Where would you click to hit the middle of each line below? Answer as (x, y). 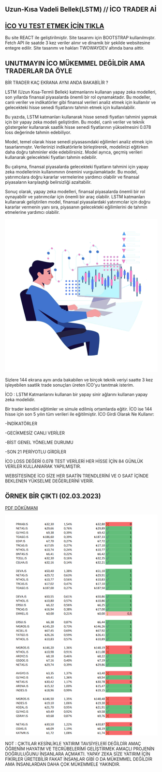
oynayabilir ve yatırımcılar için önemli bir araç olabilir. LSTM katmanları (75, 197)
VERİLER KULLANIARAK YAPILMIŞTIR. (43, 466)
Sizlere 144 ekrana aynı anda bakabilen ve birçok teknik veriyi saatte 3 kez (79, 380)
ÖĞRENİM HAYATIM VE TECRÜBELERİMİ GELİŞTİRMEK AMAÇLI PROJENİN (80, 749)
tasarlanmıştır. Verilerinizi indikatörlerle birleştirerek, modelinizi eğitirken (77, 147)
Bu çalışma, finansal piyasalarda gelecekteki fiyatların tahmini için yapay (77, 167)
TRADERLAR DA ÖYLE (39, 71)
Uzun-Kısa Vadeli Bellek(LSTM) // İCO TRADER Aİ (81, 9)
